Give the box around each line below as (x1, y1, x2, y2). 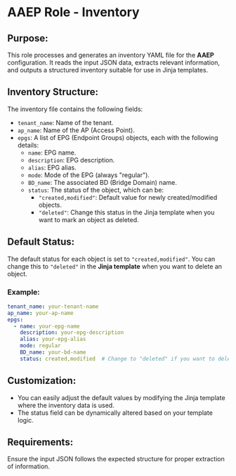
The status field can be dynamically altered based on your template (17, 409, 213, 417)
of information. (7, 462, 51, 471)
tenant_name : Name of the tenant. (17, 118, 114, 127)
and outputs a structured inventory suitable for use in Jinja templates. (7, 66, 209, 74)
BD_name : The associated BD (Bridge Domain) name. (27, 178, 177, 186)
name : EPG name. (27, 148, 77, 157)
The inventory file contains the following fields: (7, 105, 143, 113)
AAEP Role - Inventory (7, 4, 140, 20)
